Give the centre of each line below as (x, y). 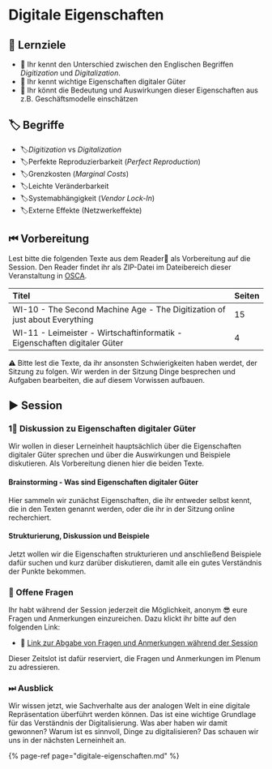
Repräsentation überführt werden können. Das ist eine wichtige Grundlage (132, 715)
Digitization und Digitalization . (70, 73)
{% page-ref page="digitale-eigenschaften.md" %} (94, 756)
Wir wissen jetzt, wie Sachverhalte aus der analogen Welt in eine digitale (130, 706)
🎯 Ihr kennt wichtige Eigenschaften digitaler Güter (103, 82)
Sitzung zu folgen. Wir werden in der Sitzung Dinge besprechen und (122, 372)
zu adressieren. (34, 668)
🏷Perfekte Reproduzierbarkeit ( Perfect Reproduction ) (110, 161)
